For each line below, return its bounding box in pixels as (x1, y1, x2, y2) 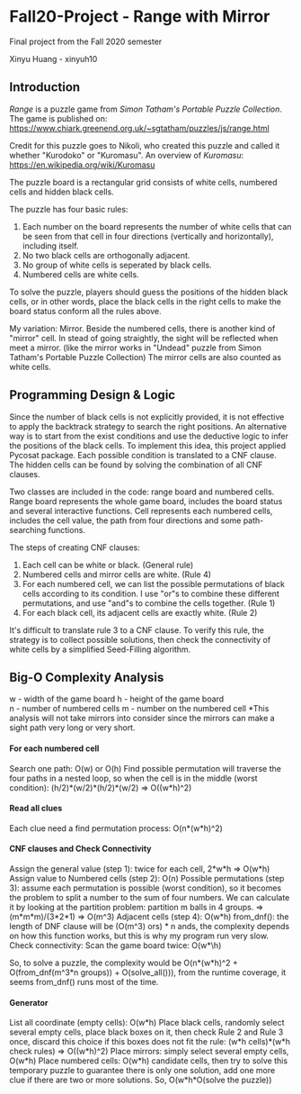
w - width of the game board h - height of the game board (9, 693, 225, 704)
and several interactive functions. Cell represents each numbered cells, (9, 505, 273, 516)
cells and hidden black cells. (9, 186, 114, 197)
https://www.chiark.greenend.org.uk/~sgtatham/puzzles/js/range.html (9, 122, 270, 133)
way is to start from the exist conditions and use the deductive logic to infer (9, 430, 289, 441)
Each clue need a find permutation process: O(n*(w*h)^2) (9, 822, 223, 834)
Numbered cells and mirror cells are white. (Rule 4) (22, 569, 212, 580)
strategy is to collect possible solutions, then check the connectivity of (9, 634, 271, 645)
